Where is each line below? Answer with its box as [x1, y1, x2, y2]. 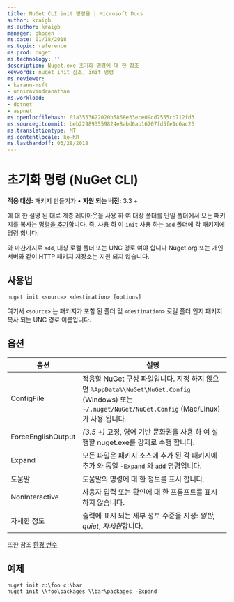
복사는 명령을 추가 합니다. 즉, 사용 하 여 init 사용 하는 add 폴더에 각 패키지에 [19, 220, 225, 229]
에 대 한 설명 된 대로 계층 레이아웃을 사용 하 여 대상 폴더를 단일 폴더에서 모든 [7, 211, 213, 220]
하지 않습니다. [82, 497, 125, 507]
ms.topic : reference [7, 43, 68, 50]
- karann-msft [7, 82, 49, 89]
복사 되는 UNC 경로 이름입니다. [7, 315, 92, 324]
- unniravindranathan [7, 88, 70, 95]
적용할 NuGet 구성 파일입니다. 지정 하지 [82, 374, 205, 384]
